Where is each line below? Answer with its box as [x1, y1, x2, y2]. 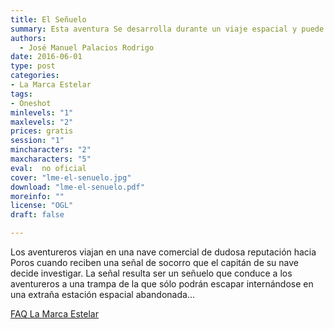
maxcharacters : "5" [10, 154, 92, 164]
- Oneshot [10, 98, 52, 108]
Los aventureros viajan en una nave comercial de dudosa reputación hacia [10, 246, 317, 258]
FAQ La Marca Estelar [10, 308, 99, 320]
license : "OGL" [10, 201, 74, 211]
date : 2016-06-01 [10, 52, 83, 62]
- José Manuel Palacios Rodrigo [19, 42, 155, 53]
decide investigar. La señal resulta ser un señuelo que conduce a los [10, 267, 293, 279]
